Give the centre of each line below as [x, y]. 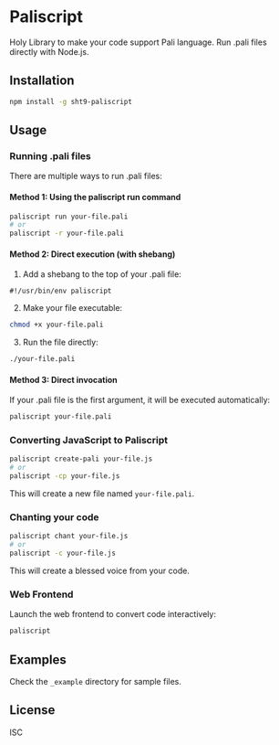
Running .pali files [50, 155]
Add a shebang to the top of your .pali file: [102, 274]
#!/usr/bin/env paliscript [61, 291]
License [32, 710]
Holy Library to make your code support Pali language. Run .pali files [138, 42]
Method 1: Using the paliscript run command [95, 197]
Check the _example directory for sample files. [96, 681]
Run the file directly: [60, 342]
